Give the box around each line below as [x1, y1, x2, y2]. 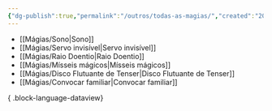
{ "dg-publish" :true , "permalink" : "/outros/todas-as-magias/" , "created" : [7, 11, 255, 20]
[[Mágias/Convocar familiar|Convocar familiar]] [19, 77, 178, 87]
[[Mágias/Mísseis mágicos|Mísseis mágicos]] [19, 60, 171, 70]
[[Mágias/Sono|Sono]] [19, 34, 94, 44]
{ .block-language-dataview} [7, 92, 104, 102]
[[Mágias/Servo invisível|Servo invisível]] [19, 42, 157, 53]
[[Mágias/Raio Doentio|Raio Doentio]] [19, 51, 145, 61]
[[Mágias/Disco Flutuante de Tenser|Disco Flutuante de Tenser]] [19, 68, 235, 78]
